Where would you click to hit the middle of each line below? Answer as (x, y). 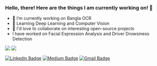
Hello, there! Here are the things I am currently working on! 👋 (79, 8)
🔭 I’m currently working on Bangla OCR (52, 18)
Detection (22, 39)
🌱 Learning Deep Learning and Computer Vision (61, 23)
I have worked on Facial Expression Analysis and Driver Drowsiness (81, 34)
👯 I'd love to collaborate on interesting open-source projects (73, 29)
